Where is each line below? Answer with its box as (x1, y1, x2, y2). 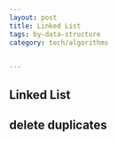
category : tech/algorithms (9, 37, 109, 47)
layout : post (9, 12, 58, 22)
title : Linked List (9, 21, 82, 30)
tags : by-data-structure (9, 29, 101, 38)
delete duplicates (9, 117, 108, 132)
